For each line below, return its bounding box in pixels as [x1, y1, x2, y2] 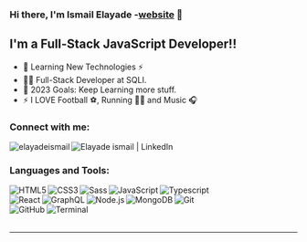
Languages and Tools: [9, 163, 110, 176]
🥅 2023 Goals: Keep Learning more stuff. [22, 84, 176, 95]
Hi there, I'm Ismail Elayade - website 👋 [9, 8, 184, 21]
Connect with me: [9, 121, 90, 133]
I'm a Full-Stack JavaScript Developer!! [9, 37, 238, 52]
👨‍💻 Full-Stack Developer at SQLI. [22, 74, 147, 85]
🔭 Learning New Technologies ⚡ [22, 61, 144, 72]
